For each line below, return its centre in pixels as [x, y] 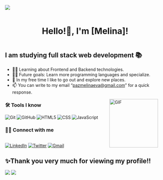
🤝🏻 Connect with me [30, 130]
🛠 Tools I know [23, 105]
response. [22, 92]
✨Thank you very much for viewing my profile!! [78, 161]
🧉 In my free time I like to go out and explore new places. [69, 80]
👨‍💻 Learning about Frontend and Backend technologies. [68, 69]
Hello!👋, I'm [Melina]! [85, 31]
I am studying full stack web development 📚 [73, 55]
